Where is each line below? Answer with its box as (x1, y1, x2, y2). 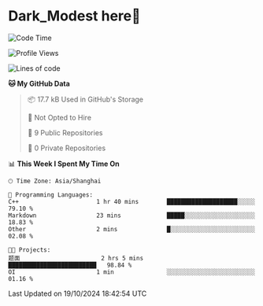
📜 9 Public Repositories (27, 127, 103, 137)
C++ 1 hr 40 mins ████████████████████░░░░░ (8, 197, 256, 205)
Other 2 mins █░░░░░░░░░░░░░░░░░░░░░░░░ (8, 225, 256, 233)
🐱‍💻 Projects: (8, 245, 51, 254)
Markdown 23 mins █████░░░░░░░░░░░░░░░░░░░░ (8, 212, 256, 219)
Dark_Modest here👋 (8, 7, 141, 25)
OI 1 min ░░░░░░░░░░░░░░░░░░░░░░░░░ (8, 267, 256, 276)
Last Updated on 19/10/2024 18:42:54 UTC (8, 289, 147, 298)
